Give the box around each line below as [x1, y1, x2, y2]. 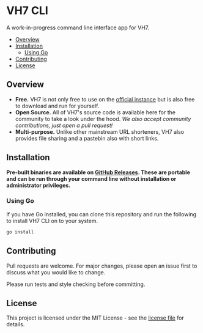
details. [6, 321, 25, 328]
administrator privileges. [6, 181, 71, 189]
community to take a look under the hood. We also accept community [15, 115, 191, 122]
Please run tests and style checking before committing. [6, 280, 146, 288]
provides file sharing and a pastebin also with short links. [15, 134, 159, 142]
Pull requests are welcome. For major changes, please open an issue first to [6, 262, 197, 269]
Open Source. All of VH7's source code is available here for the [15, 108, 176, 116]
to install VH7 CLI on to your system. [6, 217, 98, 224]
